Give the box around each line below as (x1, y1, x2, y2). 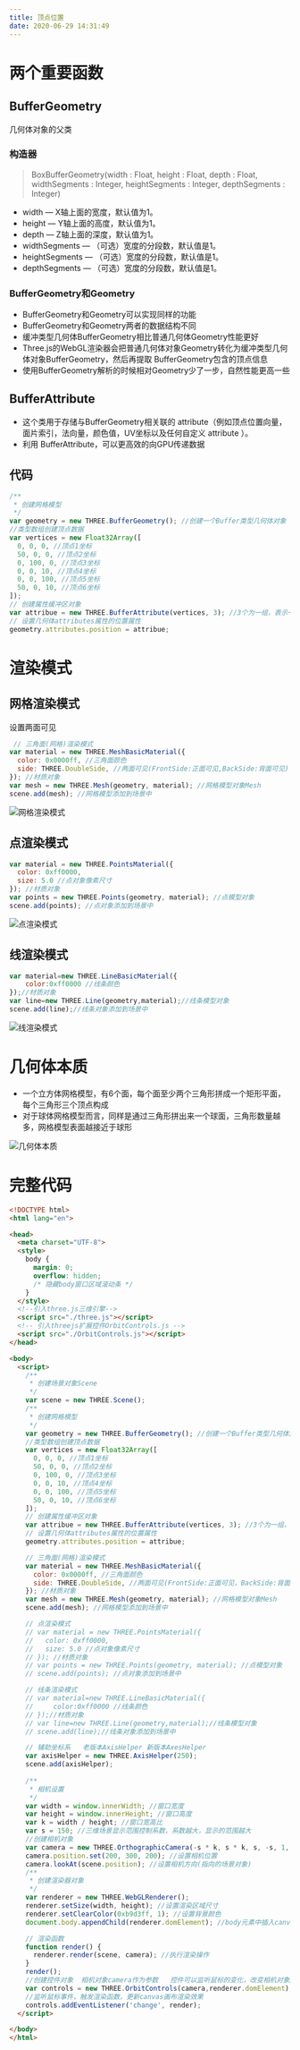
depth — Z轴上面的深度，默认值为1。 (21, 229, 159, 240)
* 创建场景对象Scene (29, 1379, 98, 1388)
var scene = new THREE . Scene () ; (25, 1396, 146, 1405)
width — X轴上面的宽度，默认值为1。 (21, 207, 158, 217)
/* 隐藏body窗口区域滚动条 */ (32, 1280, 134, 1289)
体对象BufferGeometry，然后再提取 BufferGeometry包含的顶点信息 (21, 354, 269, 365)
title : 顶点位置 (9, 13, 64, 22)
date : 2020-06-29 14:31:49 (9, 21, 110, 30)
